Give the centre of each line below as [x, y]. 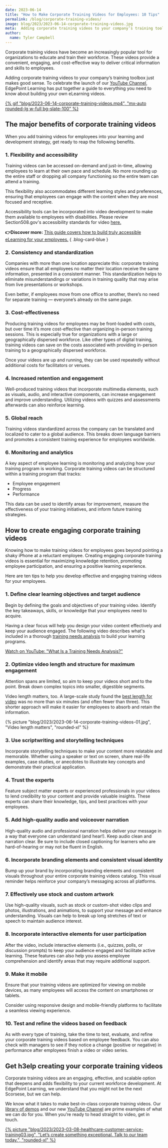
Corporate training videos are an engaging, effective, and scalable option [80, 1078]
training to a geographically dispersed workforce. [56, 350]
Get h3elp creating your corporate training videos [84, 1066]
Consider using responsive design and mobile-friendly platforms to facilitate [83, 1005]
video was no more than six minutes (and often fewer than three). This [77, 701]
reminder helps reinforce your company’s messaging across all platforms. [81, 881]
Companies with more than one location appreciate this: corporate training [82, 263]
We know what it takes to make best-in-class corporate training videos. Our [83, 1104]
